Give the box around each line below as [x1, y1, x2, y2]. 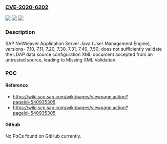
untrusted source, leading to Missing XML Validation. [5, 56, 117, 63]
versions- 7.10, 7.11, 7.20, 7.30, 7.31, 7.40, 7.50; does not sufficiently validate [5, 46, 162, 52]
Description [5, 29, 35, 36]
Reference [5, 82, 28, 88]
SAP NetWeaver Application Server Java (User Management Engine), [5, 40, 151, 47]
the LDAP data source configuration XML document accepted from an [5, 51, 153, 57]
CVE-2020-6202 [5, 4, 49, 11]
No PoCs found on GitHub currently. [5, 133, 81, 139]
